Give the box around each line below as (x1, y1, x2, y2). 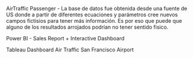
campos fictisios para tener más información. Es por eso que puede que (6, 18, 182, 24)
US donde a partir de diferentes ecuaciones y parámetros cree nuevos (6, 11, 178, 18)
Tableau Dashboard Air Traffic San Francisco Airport (6, 46, 134, 53)
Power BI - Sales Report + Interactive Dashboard (6, 35, 125, 41)
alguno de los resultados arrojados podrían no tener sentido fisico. (6, 23, 169, 30)
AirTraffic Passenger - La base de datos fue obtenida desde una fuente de (6, 5, 188, 12)
